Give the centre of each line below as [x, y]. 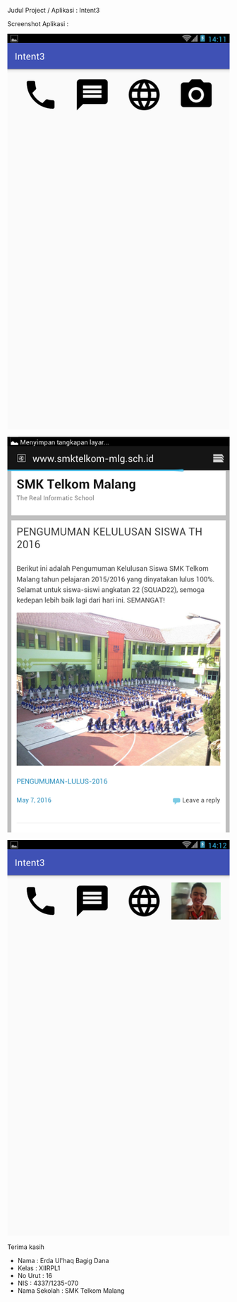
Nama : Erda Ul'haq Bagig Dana [63, 1261]
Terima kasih [26, 1247]
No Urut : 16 [35, 1276]
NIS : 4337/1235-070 [48, 1283]
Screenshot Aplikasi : [38, 24]
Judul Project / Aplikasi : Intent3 [54, 10]
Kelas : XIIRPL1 [39, 1268]
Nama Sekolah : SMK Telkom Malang [71, 1291]
